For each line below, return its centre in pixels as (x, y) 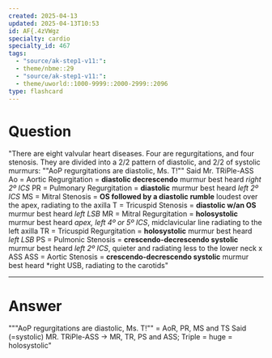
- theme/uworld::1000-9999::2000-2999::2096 (92, 83)
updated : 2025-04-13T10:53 (54, 23)
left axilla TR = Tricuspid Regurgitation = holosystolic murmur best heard (130, 231)
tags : (17, 53)
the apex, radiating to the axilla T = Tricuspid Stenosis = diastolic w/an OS (132, 205)
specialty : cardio (39, 38)
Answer (35, 306)
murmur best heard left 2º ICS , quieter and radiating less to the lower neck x (136, 249)
